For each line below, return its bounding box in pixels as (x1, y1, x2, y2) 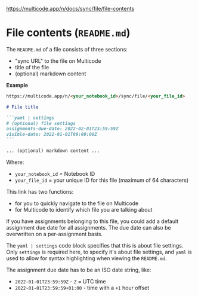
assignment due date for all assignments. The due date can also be (6, 224, 171, 231)
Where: (6, 158, 24, 166)
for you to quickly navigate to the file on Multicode (14, 200, 139, 207)
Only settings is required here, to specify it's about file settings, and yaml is (6, 248, 192, 255)
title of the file (14, 63, 49, 71)
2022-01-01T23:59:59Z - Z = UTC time (14, 277, 106, 285)
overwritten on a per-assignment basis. (6, 230, 103, 237)
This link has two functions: (6, 188, 74, 195)
